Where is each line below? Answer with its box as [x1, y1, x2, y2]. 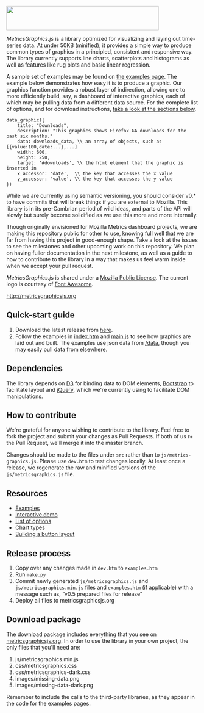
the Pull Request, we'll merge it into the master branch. [6, 440, 144, 447]
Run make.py [15, 571, 46, 578]
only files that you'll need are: [6, 643, 81, 651]
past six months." [6, 133, 53, 139]
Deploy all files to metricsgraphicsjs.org [15, 597, 115, 604]
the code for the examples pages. [6, 700, 91, 707]
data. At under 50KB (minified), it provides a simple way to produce [23, 42, 192, 49]
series [6, 42, 22, 49]
